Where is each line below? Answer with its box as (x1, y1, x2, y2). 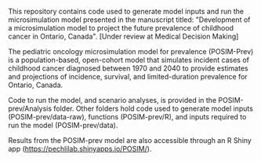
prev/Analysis (8, 104, 53, 113)
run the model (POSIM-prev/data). (8, 121, 118, 130)
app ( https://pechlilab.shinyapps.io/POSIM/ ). (8, 145, 152, 153)
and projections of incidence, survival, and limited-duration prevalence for (8, 72, 248, 81)
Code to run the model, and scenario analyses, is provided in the (8, 96, 217, 104)
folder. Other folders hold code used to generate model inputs (53, 104, 253, 113)
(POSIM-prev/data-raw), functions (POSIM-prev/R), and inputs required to (8, 112, 247, 121)
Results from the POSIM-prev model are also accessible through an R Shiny (8, 136, 252, 145)
